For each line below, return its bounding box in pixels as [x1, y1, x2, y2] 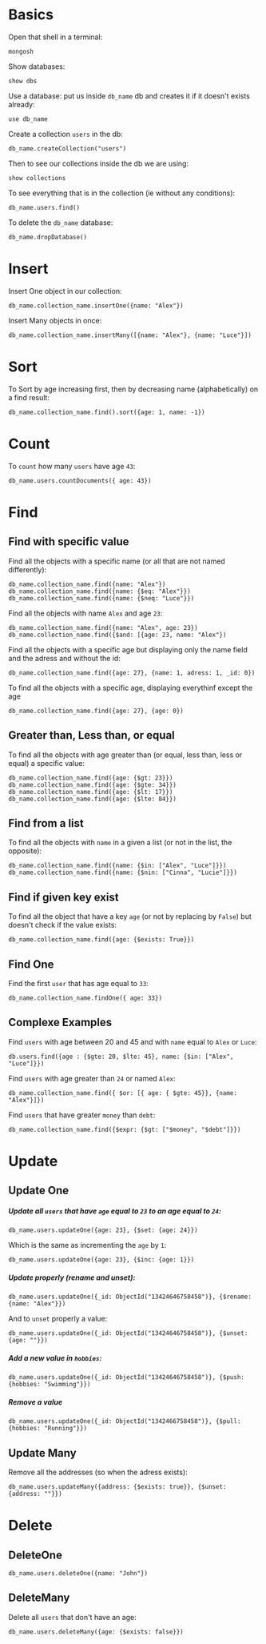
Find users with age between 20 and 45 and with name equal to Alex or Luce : [8, 1037, 257, 1046]
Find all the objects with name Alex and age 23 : [8, 608, 163, 618]
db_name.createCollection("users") [8, 144, 127, 153]
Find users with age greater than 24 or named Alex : [8, 1073, 176, 1083]
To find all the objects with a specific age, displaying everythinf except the [8, 683, 253, 692]
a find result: [8, 392, 50, 402]
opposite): [8, 846, 42, 856]
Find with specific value [8, 535, 129, 549]
